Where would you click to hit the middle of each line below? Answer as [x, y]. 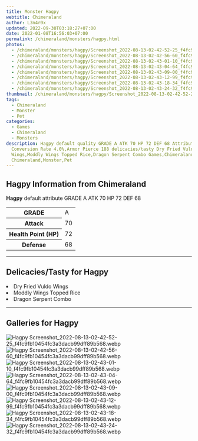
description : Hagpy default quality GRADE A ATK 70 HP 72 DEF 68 [88, 143]
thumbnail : [19, 94]
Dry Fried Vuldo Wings [41, 286]
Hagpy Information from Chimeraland [76, 184]
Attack [34, 223]
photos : [16, 45]
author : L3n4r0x [26, 22]
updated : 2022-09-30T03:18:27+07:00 [51, 28]
